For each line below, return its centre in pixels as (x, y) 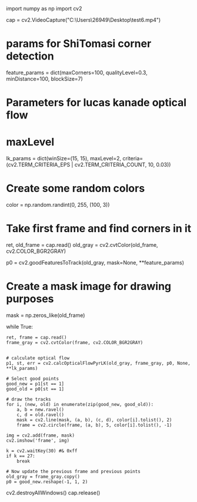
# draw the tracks (29, 399)
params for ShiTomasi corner (79, 44)
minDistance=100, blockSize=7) (45, 78)
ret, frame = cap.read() (36, 337)
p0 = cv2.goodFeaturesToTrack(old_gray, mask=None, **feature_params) (95, 262)
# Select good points (33, 379)
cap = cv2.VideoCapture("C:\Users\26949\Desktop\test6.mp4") (84, 20)
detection (30, 56)
